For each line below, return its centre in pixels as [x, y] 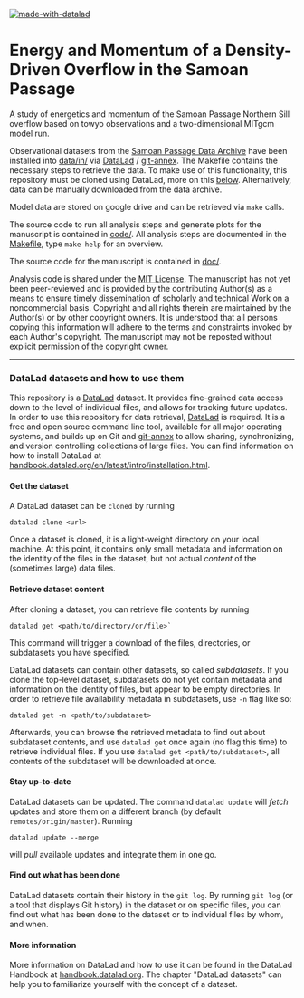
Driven [35, 70]
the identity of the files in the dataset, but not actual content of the [133, 559]
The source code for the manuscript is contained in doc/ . [115, 261]
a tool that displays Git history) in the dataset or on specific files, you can [146, 905]
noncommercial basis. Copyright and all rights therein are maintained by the [151, 307]
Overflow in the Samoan [156, 70]
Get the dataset [39, 485]
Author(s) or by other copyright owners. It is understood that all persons [143, 317]
